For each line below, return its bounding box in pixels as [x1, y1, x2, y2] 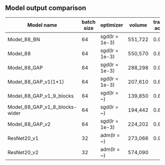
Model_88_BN [7, 36, 40, 43]
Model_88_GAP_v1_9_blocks [7, 92, 74, 99]
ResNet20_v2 [7, 149, 39, 156]
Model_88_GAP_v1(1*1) [7, 78, 64, 85]
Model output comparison [5, 4, 86, 12]
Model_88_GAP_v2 [7, 120, 51, 127]
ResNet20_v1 [7, 135, 39, 141]
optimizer [100, 22, 124, 28]
